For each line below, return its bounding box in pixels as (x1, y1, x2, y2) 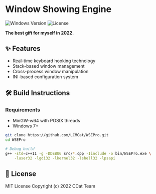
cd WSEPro (5, 137, 26, 142)
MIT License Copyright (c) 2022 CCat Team (5, 183, 95, 189)
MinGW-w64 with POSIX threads (12, 118, 80, 124)
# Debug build (5, 146, 35, 151)
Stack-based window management (12, 63, 85, 69)
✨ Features (5, 44, 41, 53)
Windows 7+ (12, 123, 39, 129)
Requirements (5, 106, 41, 113)
